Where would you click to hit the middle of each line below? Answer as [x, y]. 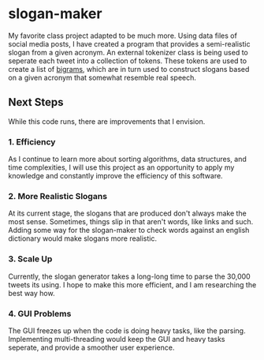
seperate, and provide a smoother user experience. [91, 347]
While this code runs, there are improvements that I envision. [107, 121]
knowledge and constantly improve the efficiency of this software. [115, 176]
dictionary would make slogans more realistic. [83, 238]
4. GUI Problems [40, 313]
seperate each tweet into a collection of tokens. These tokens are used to [127, 61]
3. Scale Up [30, 259]
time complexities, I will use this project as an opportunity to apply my [121, 167]
